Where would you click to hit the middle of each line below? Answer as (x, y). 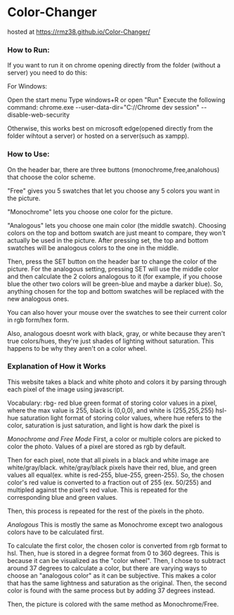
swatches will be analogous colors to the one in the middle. (93, 247)
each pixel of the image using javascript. (66, 389)
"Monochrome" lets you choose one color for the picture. (90, 212)
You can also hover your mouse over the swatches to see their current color (117, 312)
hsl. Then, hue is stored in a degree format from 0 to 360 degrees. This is (113, 553)
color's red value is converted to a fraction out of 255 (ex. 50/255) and (110, 482)
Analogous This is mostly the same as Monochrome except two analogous (115, 524)
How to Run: (29, 50)
